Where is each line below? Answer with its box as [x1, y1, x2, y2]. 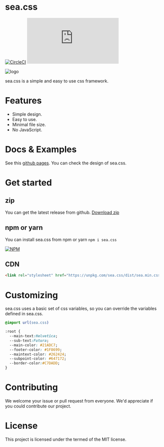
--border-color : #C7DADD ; [9, 361, 60, 366]
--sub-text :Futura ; [9, 338, 49, 343]
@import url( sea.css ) [5, 320, 49, 325]
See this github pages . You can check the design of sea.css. [5, 160, 127, 166]
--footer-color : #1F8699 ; [9, 347, 62, 352]
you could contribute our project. [5, 403, 72, 409]
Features [5, 95, 42, 106]
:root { [5, 329, 21, 334]
